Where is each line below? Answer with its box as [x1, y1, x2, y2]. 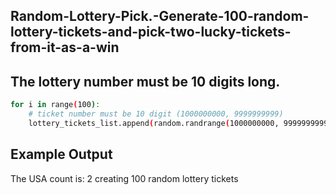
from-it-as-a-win [10, 39, 120, 56]
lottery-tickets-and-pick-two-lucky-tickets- [10, 24, 292, 41]
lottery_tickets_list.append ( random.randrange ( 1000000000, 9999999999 [28, 118, 329, 128]
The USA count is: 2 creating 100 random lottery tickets [10, 172, 239, 184]
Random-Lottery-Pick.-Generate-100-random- [10, 8, 310, 25]
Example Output [10, 146, 113, 163]
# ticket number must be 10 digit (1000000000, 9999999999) [28, 109, 284, 119]
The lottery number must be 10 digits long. [10, 73, 281, 90]
